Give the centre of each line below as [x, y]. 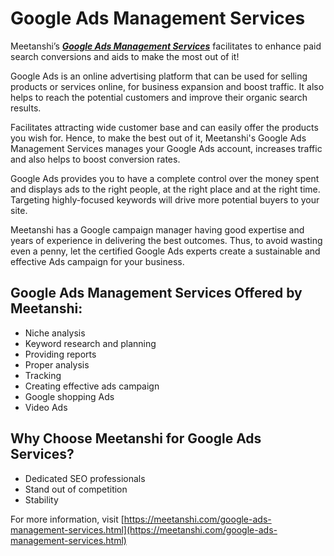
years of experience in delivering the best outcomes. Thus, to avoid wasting [166, 240]
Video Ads [46, 407]
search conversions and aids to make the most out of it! [125, 56]
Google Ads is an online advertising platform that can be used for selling [159, 76]
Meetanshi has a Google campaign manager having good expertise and [157, 229]
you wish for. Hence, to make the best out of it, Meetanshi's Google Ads [158, 138]
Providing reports [60, 354]
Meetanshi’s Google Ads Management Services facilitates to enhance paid [166, 46]
